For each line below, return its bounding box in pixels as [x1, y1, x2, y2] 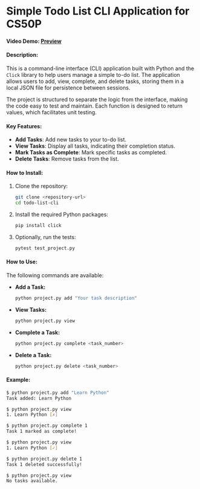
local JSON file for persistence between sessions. [6, 84, 131, 91]
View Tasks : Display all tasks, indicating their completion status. [15, 142, 176, 149]
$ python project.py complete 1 [6, 422, 88, 429]
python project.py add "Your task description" [15, 295, 137, 301]
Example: [6, 376, 31, 384]
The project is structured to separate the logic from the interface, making [6, 96, 189, 103]
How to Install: [6, 169, 44, 176]
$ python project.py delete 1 [6, 456, 83, 462]
